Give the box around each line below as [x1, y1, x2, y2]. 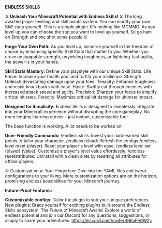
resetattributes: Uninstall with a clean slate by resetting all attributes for [5, 153, 147, 159]
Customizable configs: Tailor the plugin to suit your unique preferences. [5, 197, 150, 203]
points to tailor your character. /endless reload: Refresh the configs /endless [5, 138, 157, 144]
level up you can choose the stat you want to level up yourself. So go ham [5, 29, 152, 34]
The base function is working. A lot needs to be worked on [5, 123, 122, 129]
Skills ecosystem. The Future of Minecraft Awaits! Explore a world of [5, 207, 141, 213]
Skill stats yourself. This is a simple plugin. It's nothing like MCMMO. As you [5, 24, 156, 30]
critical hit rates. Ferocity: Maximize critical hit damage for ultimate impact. [5, 94, 154, 100]
